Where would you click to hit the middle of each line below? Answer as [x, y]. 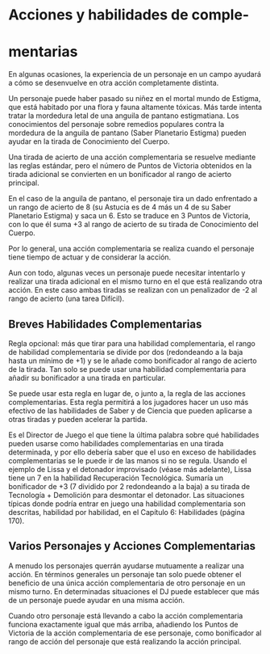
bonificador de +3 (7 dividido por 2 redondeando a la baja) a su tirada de [129, 486]
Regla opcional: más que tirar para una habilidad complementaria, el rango [132, 343]
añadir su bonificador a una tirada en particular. [87, 378]
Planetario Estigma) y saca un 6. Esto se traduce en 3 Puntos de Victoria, [130, 216]
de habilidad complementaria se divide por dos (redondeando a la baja [126, 352]
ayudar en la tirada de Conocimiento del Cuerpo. [89, 141]
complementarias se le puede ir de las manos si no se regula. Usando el [128, 460]
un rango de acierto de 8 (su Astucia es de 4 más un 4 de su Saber [120, 207]
